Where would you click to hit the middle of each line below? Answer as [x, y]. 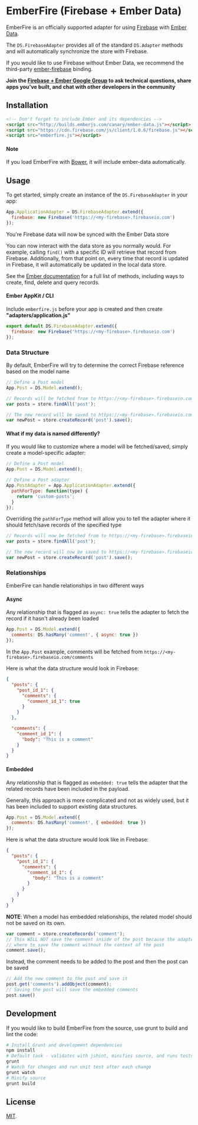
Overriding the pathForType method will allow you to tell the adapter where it [98, 519]
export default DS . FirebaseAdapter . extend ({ [62, 326]
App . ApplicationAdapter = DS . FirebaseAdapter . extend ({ [75, 212]
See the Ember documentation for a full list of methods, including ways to [95, 276]
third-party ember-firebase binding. [49, 69]
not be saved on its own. [36, 923]
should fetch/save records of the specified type [64, 525]
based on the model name [38, 371]
